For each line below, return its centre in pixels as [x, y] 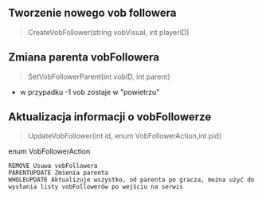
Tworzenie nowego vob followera [92, 13]
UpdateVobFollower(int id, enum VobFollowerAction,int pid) [125, 136]
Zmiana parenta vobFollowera [84, 58]
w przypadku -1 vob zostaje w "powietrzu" [90, 92]
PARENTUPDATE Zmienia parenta [59, 173]
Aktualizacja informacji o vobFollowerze [110, 117]
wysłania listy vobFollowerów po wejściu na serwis [96, 187]
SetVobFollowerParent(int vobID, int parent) [99, 76]
